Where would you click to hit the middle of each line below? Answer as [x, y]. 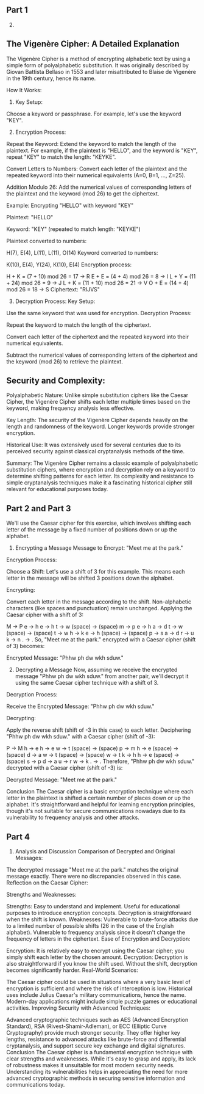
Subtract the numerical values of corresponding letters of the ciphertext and [102, 355]
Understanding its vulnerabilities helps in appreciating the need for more [97, 1072]
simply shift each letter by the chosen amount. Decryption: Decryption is [97, 957]
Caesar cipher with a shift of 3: [45, 615]
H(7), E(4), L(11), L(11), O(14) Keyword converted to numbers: [82, 252]
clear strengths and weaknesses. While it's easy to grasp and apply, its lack [101, 1059]
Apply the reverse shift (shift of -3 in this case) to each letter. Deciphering [99, 730]
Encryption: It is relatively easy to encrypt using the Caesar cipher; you [95, 951]
